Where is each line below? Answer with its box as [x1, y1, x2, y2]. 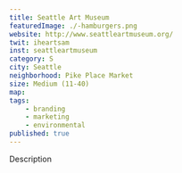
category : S [9, 54, 54, 63]
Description [9, 153, 52, 164]
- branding [25, 104, 66, 113]
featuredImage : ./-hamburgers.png [9, 21, 138, 30]
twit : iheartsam [9, 37, 70, 47]
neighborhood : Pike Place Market [9, 71, 134, 80]
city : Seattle [9, 63, 62, 72]
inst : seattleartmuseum [9, 46, 98, 55]
